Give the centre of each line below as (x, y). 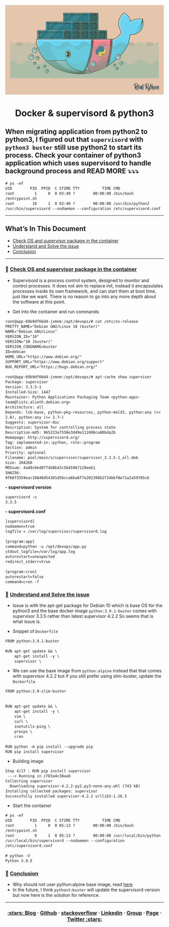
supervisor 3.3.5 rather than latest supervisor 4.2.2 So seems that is (83, 616)
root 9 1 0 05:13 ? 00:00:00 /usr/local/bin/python (83, 835)
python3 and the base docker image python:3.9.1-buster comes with (84, 611)
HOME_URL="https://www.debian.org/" (44, 357)
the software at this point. (39, 302)
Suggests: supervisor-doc (32, 422)
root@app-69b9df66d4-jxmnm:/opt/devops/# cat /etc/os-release (72, 321)
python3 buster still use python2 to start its (73, 148)
